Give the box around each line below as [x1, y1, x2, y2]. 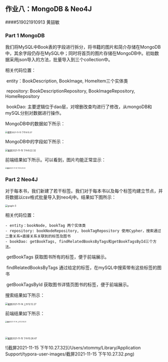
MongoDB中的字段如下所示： [5, 139, 65, 145]
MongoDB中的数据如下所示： [5, 121, 65, 127]
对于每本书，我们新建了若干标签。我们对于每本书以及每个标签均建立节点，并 [5, 188, 163, 194]
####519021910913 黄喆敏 [5, 19, 60, 25]
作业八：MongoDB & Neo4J [5, 5, 92, 14]
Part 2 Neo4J [5, 176, 38, 183]
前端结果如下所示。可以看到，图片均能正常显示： [5, 157, 106, 163]
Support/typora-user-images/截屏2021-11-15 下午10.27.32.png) [5, 351, 134, 357]
